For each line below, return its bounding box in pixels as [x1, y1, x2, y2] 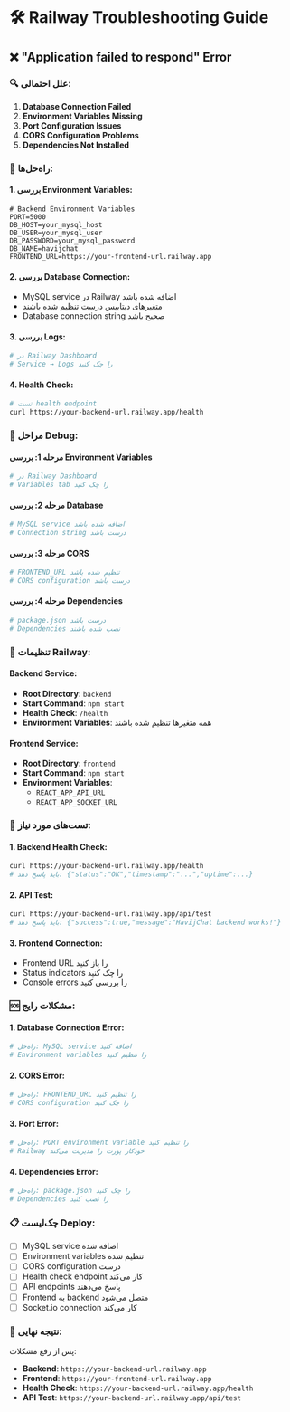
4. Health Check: [9, 379, 74, 390]
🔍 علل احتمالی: [9, 77, 72, 90]
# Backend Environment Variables [9, 205, 136, 214]
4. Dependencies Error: [9, 1166, 98, 1177]
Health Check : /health [22, 707, 108, 718]
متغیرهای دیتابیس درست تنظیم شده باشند [22, 301, 163, 312]
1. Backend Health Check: [9, 841, 108, 852]
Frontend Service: [9, 738, 79, 749]
